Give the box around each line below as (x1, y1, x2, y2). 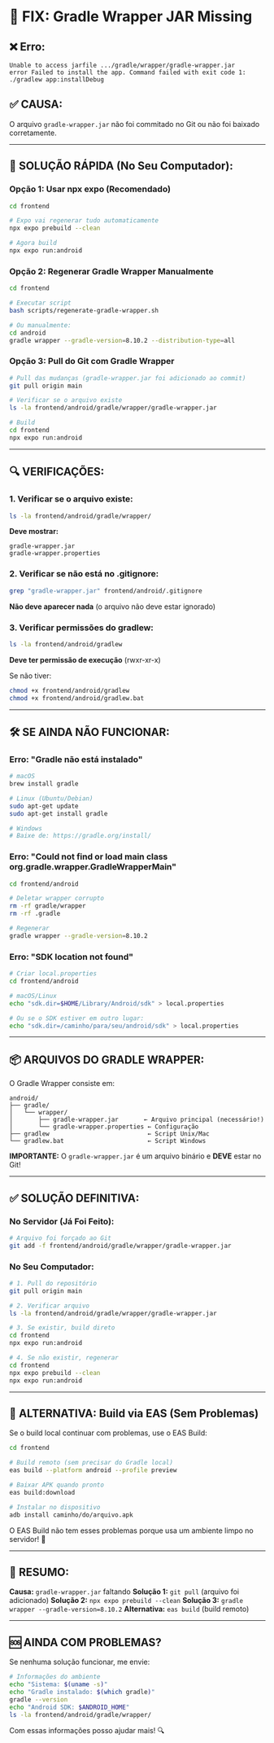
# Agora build (9, 239, 58, 247)
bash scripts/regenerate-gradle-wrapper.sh (9, 306, 159, 314)
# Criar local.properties (9, 970, 97, 978)
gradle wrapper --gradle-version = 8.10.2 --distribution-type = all (9, 336, 235, 344)
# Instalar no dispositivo (9, 1503, 101, 1511)
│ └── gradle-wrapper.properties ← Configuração (9, 1123, 199, 1131)
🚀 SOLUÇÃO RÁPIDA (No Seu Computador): (9, 159, 234, 173)
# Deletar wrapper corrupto (9, 895, 105, 903)
